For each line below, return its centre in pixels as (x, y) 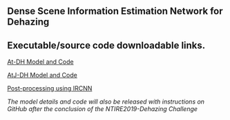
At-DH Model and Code (40, 62)
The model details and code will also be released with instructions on (106, 101)
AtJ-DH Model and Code (42, 75)
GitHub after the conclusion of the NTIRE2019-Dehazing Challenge (103, 109)
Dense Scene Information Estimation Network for (115, 11)
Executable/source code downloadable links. (106, 45)
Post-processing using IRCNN (50, 88)
